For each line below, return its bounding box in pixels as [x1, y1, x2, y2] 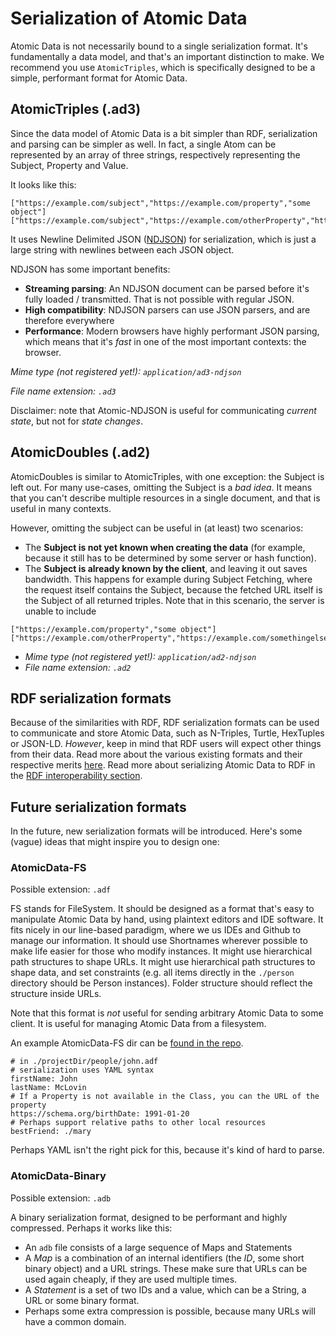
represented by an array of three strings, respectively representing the [10, 148, 301, 161]
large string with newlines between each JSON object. [10, 243, 235, 256]
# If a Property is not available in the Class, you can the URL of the [10, 1092, 320, 1102]
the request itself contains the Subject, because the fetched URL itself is [24, 583, 323, 596]
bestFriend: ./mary [10, 1127, 92, 1137]
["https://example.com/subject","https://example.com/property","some [10, 198, 311, 208]
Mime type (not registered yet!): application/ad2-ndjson [24, 650, 257, 662]
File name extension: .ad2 [24, 661, 132, 673]
